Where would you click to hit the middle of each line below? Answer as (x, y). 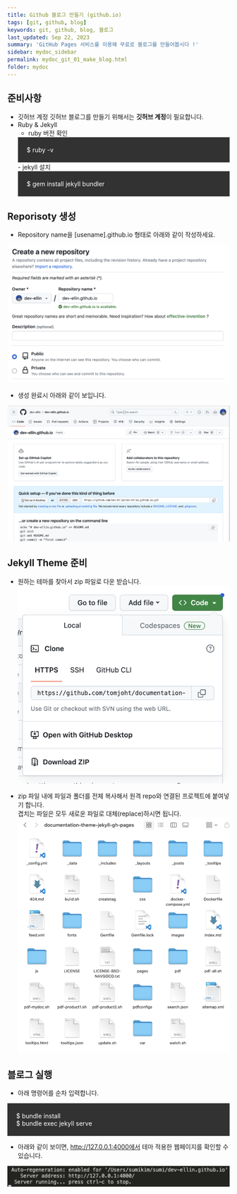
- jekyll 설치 (34, 167)
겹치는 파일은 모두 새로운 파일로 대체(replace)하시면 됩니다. (99, 814)
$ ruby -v (40, 150)
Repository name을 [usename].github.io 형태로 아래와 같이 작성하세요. (116, 235)
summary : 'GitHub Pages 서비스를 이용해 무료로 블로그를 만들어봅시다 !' (103, 45)
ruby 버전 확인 (48, 133)
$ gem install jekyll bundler (66, 184)
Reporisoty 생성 (42, 216)
